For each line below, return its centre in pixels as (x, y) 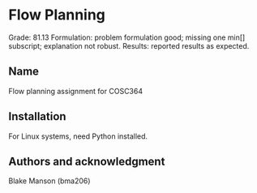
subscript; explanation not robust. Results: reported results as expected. (129, 45)
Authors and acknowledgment (87, 161)
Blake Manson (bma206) (49, 181)
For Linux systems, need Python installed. (78, 136)
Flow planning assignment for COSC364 (76, 91)
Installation (37, 116)
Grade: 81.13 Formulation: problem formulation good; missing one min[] (127, 37)
